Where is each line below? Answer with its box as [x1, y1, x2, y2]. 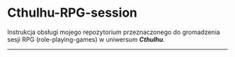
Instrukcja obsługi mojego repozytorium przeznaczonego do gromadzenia [7, 28, 220, 36]
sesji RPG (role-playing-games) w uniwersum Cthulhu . [7, 35, 166, 43]
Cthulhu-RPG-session [7, 5, 138, 21]
